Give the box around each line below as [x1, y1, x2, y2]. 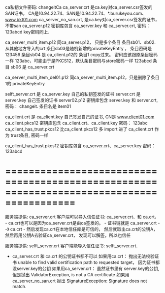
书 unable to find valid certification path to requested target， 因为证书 [12, 259, 156, 265]
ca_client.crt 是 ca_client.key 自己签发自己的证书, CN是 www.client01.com [5, 114, 155, 120]
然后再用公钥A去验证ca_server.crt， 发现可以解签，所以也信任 [5, 232, 131, 238]
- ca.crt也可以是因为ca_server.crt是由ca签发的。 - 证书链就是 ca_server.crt [5, 220, 157, 226]
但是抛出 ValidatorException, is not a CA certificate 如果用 [12, 271, 130, 277]
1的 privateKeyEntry [5, 81, 45, 86]
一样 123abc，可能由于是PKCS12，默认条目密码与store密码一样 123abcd [5, 58, 152, 64]
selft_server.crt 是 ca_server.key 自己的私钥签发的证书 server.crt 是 [5, 91, 141, 97]
